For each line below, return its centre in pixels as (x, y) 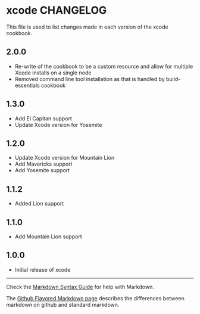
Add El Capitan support (43, 118)
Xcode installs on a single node (53, 73)
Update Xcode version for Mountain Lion (65, 158)
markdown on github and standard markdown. (63, 304)
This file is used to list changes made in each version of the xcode (87, 27)
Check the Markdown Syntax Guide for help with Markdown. (80, 287)
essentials (27, 85)
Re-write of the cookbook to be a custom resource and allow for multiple (104, 66)
